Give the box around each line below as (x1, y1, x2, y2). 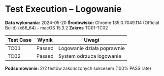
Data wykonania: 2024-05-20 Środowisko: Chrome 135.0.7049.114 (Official (5, 20, 159, 25)
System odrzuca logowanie (58, 52, 122, 59)
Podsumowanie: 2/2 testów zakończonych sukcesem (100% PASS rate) (5, 65, 152, 71)
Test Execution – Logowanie (5, 3, 122, 15)
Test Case (7, 36, 32, 43)
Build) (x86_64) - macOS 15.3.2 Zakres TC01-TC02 (5, 25, 108, 30)
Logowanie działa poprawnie (58, 45, 125, 51)
